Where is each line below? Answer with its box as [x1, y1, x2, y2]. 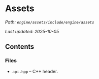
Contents [5, 42, 34, 51]
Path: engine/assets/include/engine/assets [5, 19, 95, 25]
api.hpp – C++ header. [12, 68, 58, 74]
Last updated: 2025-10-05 [5, 28, 59, 34]
